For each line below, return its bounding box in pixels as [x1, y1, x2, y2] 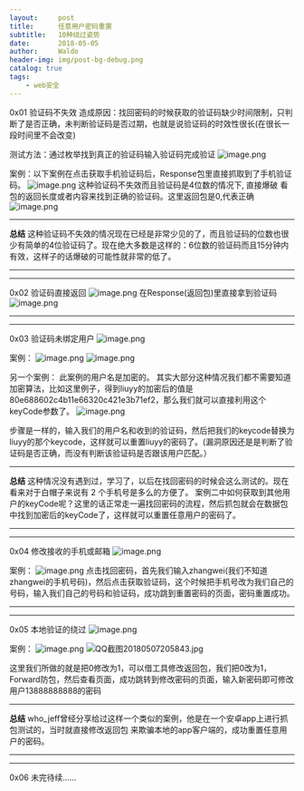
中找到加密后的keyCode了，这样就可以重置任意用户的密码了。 [9, 509, 242, 520]
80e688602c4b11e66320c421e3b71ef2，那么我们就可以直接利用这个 [9, 394, 267, 405]
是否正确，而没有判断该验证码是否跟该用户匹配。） [24, 447, 212, 458]
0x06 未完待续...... [9, 772, 77, 783]
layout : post [9, 13, 75, 23]
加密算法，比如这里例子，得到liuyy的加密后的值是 [9, 383, 194, 394]
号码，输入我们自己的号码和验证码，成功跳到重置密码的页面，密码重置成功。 [9, 587, 295, 599]
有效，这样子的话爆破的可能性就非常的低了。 [9, 250, 176, 261]
